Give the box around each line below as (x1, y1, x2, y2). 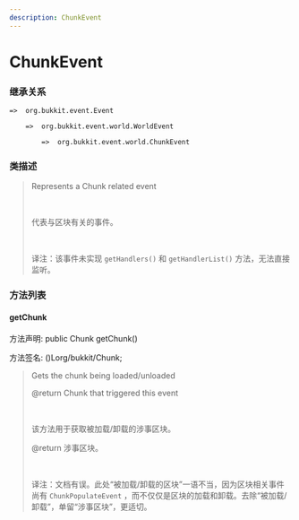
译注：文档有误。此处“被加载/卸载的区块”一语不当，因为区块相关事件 (30, 479, 285, 490)
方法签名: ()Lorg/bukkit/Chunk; (9, 351, 123, 363)
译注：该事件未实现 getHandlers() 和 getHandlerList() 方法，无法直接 (30, 253, 291, 264)
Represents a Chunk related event (30, 181, 157, 192)
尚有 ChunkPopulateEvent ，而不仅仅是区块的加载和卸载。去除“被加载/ (30, 490, 287, 500)
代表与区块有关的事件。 (30, 217, 118, 228)
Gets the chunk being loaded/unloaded (30, 369, 176, 381)
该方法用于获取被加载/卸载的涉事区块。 (30, 423, 176, 434)
